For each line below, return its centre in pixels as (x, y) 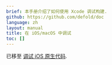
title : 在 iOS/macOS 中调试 (39, 33)
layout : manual (25, 28)
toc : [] (16, 39)
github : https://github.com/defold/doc (55, 17)
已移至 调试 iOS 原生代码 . (37, 56)
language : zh (22, 22)
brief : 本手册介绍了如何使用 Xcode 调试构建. (57, 11)
